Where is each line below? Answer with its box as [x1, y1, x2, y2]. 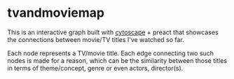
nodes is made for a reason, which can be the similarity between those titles [7, 56, 228, 64]
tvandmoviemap [7, 5, 105, 21]
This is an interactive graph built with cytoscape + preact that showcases [7, 28, 219, 36]
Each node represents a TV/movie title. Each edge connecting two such [7, 49, 214, 57]
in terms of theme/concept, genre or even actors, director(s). [7, 64, 184, 72]
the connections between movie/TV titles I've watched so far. [7, 35, 184, 43]
